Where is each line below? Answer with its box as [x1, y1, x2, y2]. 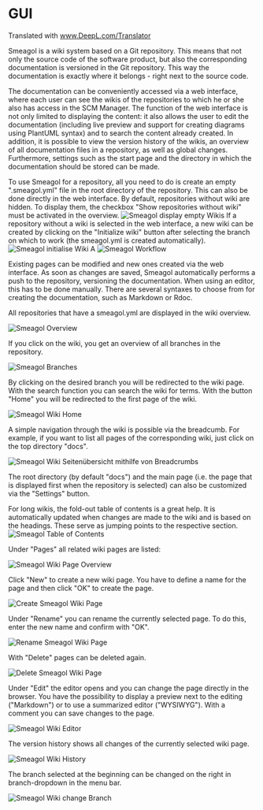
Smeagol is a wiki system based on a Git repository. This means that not [8, 46, 242, 55]
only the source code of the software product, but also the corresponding [8, 54, 247, 64]
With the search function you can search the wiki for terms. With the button [8, 385, 253, 395]
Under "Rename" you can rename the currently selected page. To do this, [8, 614, 246, 623]
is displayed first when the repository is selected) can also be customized [8, 480, 247, 489]
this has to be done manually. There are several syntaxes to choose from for [8, 284, 255, 294]
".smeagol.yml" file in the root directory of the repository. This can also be [8, 185, 248, 195]
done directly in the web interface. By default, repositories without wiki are [8, 194, 250, 203]
